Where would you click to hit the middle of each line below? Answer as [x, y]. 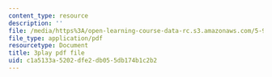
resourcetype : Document [49, 46]
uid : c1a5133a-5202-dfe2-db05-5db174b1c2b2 [83, 61]
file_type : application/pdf [56, 38]
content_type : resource [49, 16]
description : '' [36, 23]
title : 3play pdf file [47, 53]
